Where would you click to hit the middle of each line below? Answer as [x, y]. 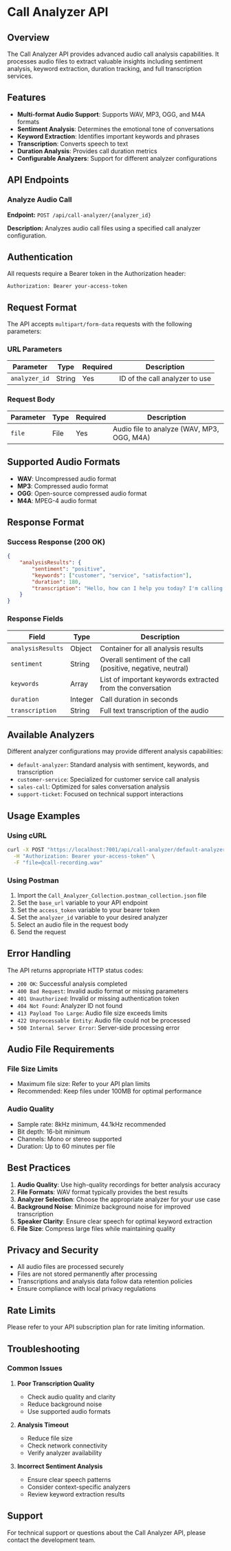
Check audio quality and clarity [71, 1396]
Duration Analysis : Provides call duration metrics [87, 151]
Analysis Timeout [43, 1425]
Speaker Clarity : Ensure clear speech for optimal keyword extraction [115, 1221]
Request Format [42, 307]
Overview [29, 38]
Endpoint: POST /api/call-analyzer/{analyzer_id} [79, 215]
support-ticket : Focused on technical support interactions [100, 794]
